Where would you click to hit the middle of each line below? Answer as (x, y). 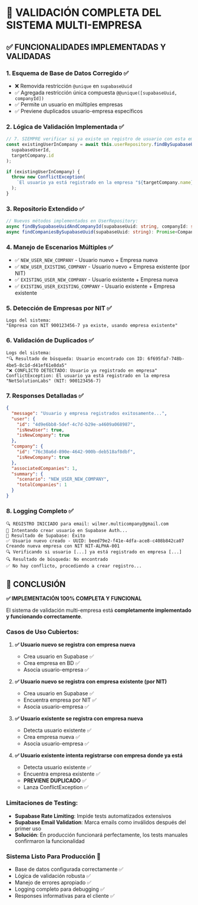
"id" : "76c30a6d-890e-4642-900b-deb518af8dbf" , (76, 452)
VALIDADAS (29, 56)
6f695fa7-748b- (166, 359)
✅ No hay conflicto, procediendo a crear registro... (74, 566)
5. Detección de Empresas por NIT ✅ (59, 309)
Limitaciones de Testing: (42, 803)
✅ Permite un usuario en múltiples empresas (69, 104)
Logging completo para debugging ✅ (60, 889)
